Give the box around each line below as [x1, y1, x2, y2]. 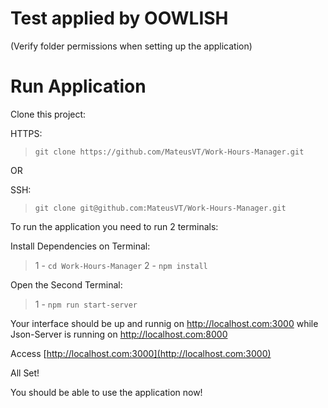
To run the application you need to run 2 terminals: [10, 220, 219, 232]
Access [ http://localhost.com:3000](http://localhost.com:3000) [10, 347, 272, 359]
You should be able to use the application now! [10, 386, 203, 398]
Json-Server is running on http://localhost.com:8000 [10, 328, 228, 340]
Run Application [10, 75, 147, 98]
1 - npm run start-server [34, 298, 138, 310]
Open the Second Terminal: [10, 278, 123, 291]
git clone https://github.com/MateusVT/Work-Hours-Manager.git [34, 147, 305, 157]
